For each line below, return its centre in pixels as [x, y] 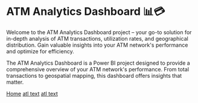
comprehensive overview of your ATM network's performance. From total [97, 69]
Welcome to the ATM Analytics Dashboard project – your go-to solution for [99, 32]
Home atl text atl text [32, 93]
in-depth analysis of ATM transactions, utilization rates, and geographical [97, 38]
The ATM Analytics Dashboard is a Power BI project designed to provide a [98, 63]
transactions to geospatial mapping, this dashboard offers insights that [94, 75]
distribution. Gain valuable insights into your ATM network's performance [97, 45]
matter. [15, 82]
